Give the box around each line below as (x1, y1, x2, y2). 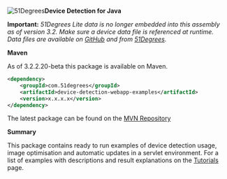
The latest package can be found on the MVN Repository (7, 114, 171, 122)
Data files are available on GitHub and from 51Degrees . (7, 35, 167, 43)
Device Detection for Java (44, 7, 122, 15)
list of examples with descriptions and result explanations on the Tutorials (7, 156, 219, 164)
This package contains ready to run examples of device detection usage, (7, 141, 217, 150)
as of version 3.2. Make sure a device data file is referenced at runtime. (7, 28, 214, 36)
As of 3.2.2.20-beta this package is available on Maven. (7, 62, 168, 70)
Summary (7, 128, 36, 136)
